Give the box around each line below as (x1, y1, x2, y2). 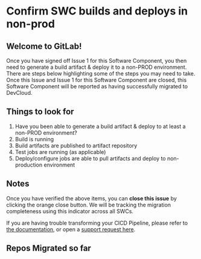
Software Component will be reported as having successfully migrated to (6, 83, 188, 90)
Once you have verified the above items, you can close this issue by (6, 194, 177, 202)
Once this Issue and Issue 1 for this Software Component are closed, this (6, 77, 187, 83)
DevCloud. (6, 89, 33, 96)
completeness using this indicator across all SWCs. (6, 207, 134, 215)
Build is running (14, 135, 54, 142)
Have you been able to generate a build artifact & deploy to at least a (14, 123, 186, 130)
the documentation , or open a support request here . (6, 225, 136, 233)
